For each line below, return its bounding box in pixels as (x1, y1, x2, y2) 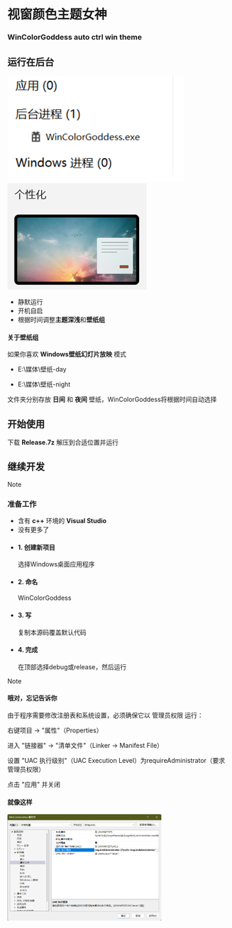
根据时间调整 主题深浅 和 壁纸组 (17, 315, 105, 323)
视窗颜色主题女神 (7, 6, 108, 23)
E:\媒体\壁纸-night (17, 380, 71, 388)
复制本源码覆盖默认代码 (17, 628, 87, 637)
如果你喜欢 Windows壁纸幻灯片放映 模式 (7, 350, 126, 359)
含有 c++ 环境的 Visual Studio (17, 517, 107, 525)
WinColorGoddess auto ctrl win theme (7, 33, 143, 43)
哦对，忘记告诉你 (7, 694, 57, 703)
